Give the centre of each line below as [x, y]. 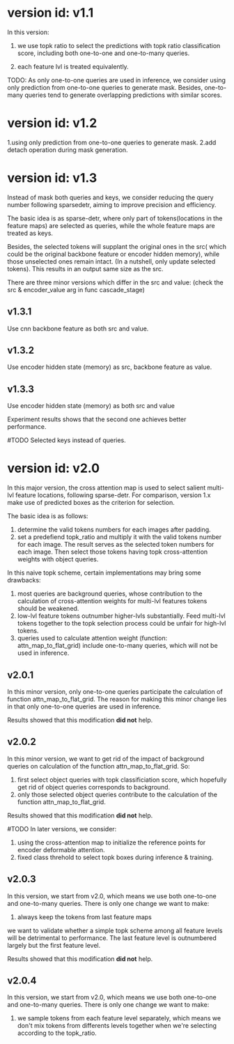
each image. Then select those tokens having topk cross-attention [112, 552]
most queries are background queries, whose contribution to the [110, 593]
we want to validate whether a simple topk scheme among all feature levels [115, 930]
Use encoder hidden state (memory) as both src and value [91, 406]
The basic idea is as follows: [48, 516]
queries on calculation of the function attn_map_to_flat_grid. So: [99, 766]
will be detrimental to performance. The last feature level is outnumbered [112, 938]
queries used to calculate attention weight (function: [92, 638]
